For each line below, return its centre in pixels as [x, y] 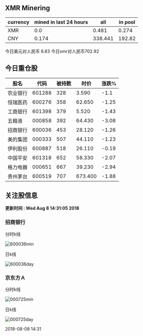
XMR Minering [28, 8]
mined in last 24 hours [61, 22]
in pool [127, 22]
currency [18, 22]
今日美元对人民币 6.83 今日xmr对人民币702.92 [52, 51]
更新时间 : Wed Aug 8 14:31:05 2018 [42, 208]
